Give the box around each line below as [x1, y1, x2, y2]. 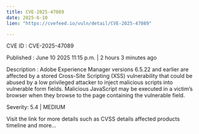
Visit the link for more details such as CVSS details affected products [6, 115, 180, 122]
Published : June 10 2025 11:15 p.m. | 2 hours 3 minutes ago [6, 54, 157, 62]
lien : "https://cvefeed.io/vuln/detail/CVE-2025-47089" [6, 20, 152, 26]
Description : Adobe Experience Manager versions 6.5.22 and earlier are [6, 66, 189, 73]
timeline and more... [6, 122, 57, 129]
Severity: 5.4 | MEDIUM [6, 104, 66, 111]
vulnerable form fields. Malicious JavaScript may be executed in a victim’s [6, 85, 193, 93]
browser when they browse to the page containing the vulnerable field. [6, 92, 186, 99]
